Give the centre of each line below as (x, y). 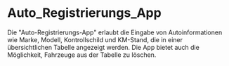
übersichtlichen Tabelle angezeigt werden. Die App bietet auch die (104, 47)
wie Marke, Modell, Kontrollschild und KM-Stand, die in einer (95, 39)
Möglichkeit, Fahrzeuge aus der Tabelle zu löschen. (82, 55)
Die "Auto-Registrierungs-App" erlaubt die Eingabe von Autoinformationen (115, 32)
